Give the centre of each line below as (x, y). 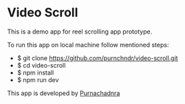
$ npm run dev (38, 79)
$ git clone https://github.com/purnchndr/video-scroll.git (97, 58)
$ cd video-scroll (41, 65)
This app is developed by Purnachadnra (64, 93)
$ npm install (35, 73)
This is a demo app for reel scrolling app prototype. (80, 31)
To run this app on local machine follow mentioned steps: (88, 44)
